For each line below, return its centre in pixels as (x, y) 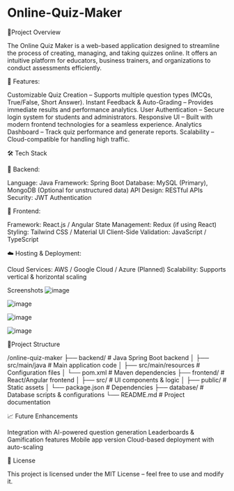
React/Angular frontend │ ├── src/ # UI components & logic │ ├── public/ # (117, 380)
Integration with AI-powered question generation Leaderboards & (101, 432)
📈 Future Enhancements (42, 416)
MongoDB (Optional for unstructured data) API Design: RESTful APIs (105, 190)
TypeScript (23, 239)
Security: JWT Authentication (49, 197)
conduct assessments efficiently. (55, 68)
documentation (29, 402)
